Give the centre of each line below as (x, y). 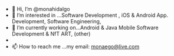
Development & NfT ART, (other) (51, 34)
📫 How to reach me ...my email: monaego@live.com (75, 46)
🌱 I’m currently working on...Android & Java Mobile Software (85, 27)
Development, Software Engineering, (56, 21)
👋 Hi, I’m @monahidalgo (41, 9)
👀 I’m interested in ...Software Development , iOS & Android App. (90, 15)
